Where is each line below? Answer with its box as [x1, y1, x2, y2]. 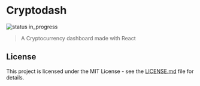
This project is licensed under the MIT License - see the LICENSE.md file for [6, 68, 194, 75]
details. [6, 74, 25, 81]
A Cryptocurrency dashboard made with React [20, 34, 136, 42]
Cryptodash [6, 4, 67, 17]
